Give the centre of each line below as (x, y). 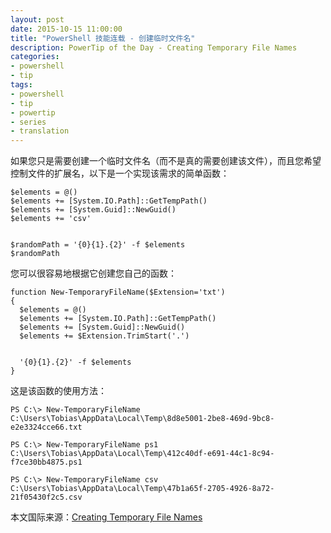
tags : (21, 85)
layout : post (37, 19)
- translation (40, 131)
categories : (35, 57)
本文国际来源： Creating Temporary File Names (106, 517)
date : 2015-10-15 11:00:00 (66, 29)
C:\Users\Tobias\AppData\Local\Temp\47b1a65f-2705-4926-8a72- (142, 489)
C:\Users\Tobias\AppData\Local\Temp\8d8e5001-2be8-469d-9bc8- (142, 419)
